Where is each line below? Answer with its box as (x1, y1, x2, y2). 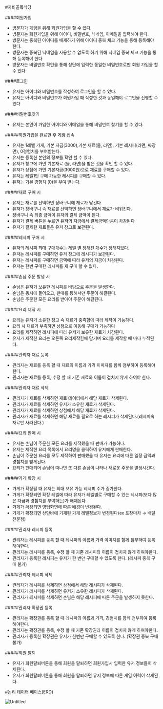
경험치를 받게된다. (12, 459, 46, 464)
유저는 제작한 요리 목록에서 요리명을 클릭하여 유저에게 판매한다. (12, 447, 133, 452)
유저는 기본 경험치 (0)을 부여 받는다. (12, 179, 81, 185)
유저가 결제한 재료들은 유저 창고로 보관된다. (12, 224, 95, 230)
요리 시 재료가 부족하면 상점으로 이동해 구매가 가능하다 (12, 323, 116, 329)
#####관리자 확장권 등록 (5, 605, 53, 610)
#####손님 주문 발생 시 (5, 274, 50, 279)
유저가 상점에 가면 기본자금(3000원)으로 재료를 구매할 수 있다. (12, 167, 130, 172)
